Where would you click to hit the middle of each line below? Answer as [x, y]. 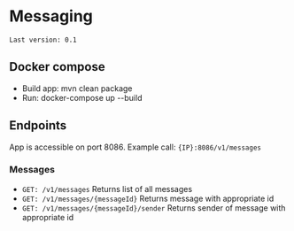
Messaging [51, 16]
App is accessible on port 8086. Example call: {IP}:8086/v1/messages [135, 147]
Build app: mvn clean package [77, 88]
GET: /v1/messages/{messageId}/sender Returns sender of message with [154, 208]
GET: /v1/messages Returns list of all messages [107, 189]
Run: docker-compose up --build [82, 97]
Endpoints [38, 126]
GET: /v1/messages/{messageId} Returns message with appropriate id [148, 198]
